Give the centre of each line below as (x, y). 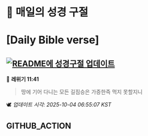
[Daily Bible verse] (53, 40)
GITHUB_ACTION (39, 126)
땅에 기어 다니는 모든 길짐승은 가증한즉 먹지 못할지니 (81, 92)
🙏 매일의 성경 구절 (47, 12)
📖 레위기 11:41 (22, 79)
